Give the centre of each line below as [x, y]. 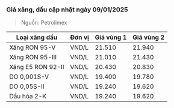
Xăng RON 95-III [33, 58]
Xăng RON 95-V [33, 47]
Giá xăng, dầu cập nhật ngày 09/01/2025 [67, 10]
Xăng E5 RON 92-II [37, 67]
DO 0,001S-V [29, 77]
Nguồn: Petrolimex [44, 23]
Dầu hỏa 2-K [28, 97]
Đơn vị [79, 37]
